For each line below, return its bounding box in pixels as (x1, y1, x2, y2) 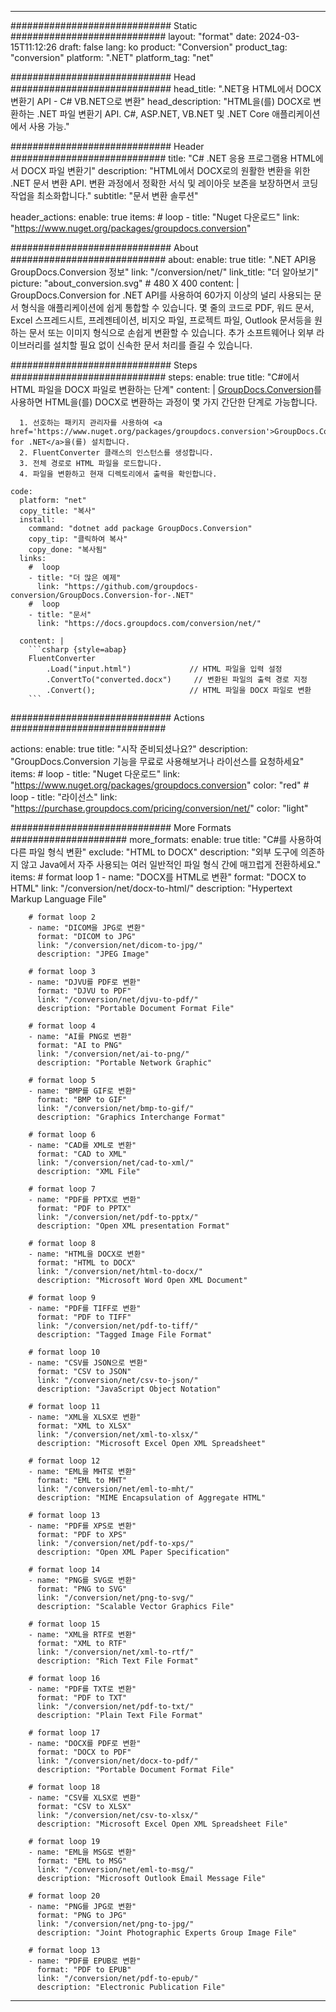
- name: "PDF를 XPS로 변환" (28, 1521, 137, 1531)
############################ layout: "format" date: (10, 31, 257, 42)
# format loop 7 (28, 1184, 97, 1194)
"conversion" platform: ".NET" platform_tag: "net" (10, 52, 215, 63)
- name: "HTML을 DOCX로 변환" (28, 1249, 146, 1259)
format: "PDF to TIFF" (36, 1312, 132, 1322)
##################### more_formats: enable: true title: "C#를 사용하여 (10, 834, 322, 845)
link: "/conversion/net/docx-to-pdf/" (36, 1756, 199, 1766)
